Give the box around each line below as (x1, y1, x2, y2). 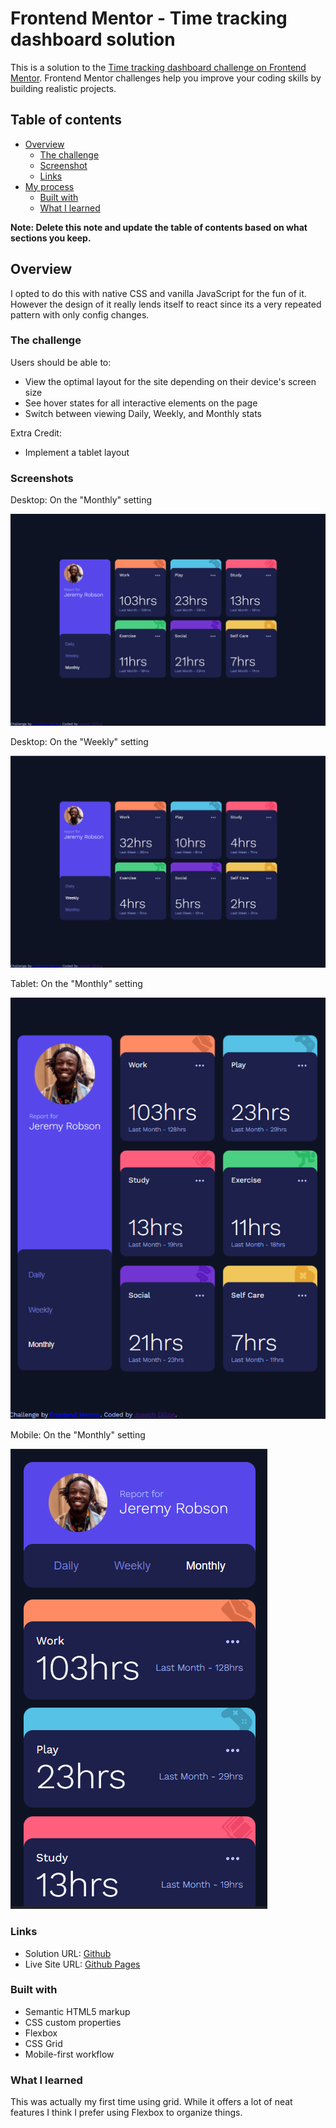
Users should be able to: (10, 356, 112, 368)
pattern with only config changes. (10, 308, 150, 321)
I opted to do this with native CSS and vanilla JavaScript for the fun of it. (10, 287, 307, 299)
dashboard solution (10, 28, 176, 51)
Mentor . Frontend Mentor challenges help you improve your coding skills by (10, 72, 322, 84)
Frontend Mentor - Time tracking (10, 7, 288, 30)
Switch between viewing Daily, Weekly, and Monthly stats (24, 407, 262, 419)
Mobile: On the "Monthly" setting (10, 1429, 146, 1441)
